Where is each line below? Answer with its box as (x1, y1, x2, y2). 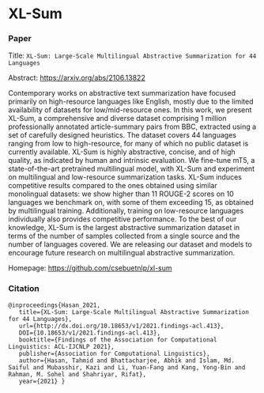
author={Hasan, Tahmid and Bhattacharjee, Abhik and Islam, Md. (18, 357, 236, 365)
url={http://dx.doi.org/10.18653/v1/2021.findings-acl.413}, (18, 322, 224, 330)
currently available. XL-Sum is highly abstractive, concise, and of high (8, 147, 236, 157)
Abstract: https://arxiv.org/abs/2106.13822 (8, 73, 146, 83)
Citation (8, 283, 40, 294)
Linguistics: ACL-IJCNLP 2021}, (8, 342, 115, 350)
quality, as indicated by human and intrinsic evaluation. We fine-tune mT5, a (8, 156, 255, 165)
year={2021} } (18, 377, 66, 385)
